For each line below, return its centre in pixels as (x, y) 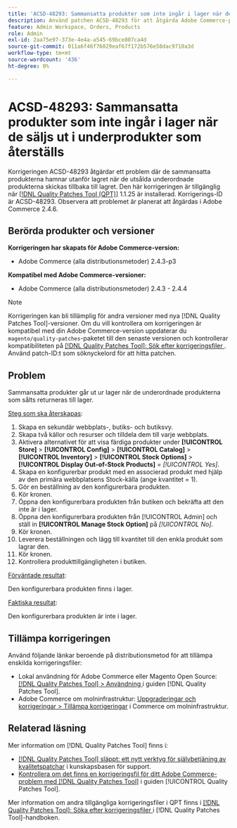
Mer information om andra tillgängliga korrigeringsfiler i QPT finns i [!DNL (114, 802)
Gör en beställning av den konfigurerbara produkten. (94, 487)
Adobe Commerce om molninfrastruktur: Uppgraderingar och (107, 699)
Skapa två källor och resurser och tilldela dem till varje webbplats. (114, 435)
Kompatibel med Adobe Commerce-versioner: (77, 275)
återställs (36, 152)
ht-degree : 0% (29, 66)
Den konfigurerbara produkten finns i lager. (70, 589)
